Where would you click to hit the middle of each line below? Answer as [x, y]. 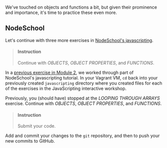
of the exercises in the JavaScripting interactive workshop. [66, 88]
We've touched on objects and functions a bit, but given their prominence [81, 7]
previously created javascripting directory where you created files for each [84, 83]
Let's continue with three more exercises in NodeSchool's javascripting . [79, 40]
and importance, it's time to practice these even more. [61, 12]
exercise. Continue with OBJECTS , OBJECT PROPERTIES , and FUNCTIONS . [83, 103]
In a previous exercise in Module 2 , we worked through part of [69, 72]
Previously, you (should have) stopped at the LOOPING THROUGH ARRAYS [83, 98]
